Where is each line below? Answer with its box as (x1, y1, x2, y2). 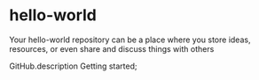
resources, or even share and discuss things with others (9, 43, 215, 54)
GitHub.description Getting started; (9, 61, 137, 71)
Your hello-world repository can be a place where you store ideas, (9, 34, 251, 45)
